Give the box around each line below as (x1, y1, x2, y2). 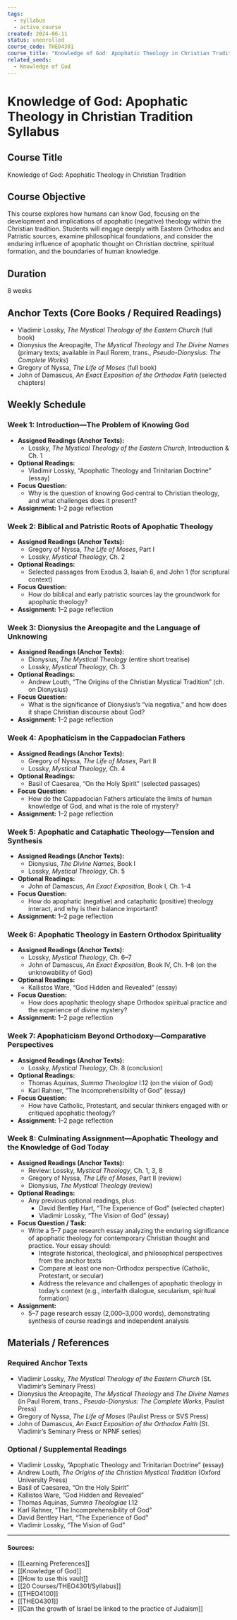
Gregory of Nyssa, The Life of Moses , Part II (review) (28, 1174, 182, 1182)
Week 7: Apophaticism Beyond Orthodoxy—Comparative (7, 1031, 207, 1041)
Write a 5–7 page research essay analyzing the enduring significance (28, 1226, 229, 1234)
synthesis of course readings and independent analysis (28, 1317, 189, 1325)
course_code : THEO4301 (7, 43, 74, 50)
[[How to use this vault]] (17, 1575, 88, 1583)
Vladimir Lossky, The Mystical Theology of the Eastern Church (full (17, 326, 213, 335)
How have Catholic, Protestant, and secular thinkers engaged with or (28, 1101, 228, 1109)
